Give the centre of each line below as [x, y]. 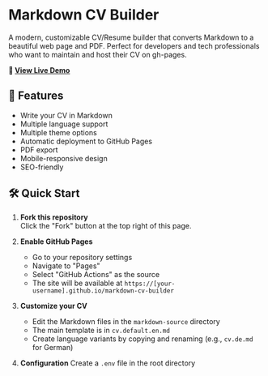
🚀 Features [36, 96]
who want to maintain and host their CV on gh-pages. [98, 54]
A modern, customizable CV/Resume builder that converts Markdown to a [131, 37]
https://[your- [150, 284]
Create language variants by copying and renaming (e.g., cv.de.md [143, 339]
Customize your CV [53, 305]
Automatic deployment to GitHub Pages [86, 141]
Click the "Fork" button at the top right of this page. [106, 225]
